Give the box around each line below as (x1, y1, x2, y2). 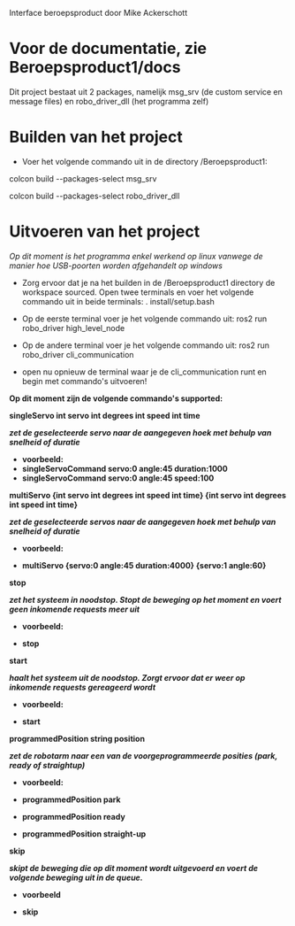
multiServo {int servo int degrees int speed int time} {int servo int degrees (9, 490, 287, 500)
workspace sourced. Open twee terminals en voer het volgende (21, 287, 254, 297)
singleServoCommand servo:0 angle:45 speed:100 (21, 473, 215, 483)
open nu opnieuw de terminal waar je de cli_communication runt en (21, 367, 267, 377)
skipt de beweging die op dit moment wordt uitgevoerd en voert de (9, 862, 259, 873)
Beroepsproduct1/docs (9, 58, 181, 78)
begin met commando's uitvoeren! (21, 375, 147, 386)
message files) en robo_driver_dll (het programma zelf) (9, 96, 209, 106)
